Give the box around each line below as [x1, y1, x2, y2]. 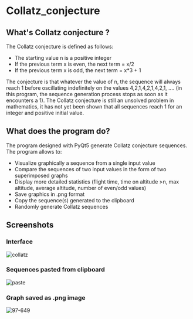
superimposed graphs [14, 172, 69, 179]
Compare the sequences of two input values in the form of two [14, 165, 167, 172]
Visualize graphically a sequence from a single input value [14, 159, 155, 167]
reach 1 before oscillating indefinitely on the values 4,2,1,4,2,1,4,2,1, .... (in [6, 84, 182, 91]
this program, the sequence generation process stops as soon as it [6, 91, 168, 97]
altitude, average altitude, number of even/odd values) [14, 184, 147, 191]
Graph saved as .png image [6, 293, 86, 301]
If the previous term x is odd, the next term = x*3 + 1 [14, 67, 141, 74]
